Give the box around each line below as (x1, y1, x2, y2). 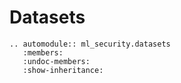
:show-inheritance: (22, 65, 104, 75)
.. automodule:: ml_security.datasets (9, 39, 171, 49)
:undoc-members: (22, 56, 91, 66)
